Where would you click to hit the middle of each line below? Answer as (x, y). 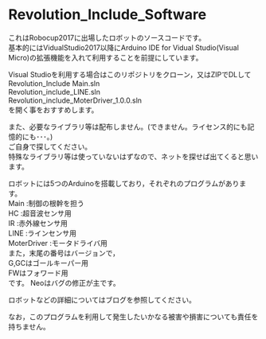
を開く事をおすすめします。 (53, 110)
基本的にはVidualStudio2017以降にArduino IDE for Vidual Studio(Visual (123, 47)
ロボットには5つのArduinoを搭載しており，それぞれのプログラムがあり (124, 183)
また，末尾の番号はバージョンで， (64, 253)
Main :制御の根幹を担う (47, 203)
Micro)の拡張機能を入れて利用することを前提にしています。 (106, 57)
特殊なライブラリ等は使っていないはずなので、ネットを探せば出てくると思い (133, 156)
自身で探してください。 (53, 146)
